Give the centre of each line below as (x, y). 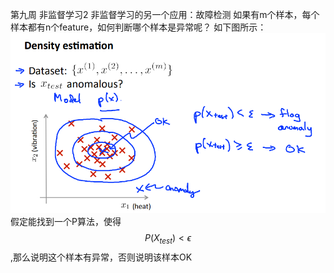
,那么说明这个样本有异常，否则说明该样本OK (101, 257)
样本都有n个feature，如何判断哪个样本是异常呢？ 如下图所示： (138, 27)
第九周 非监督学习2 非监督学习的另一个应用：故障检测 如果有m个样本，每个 (165, 14)
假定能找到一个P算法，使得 (66, 222)
